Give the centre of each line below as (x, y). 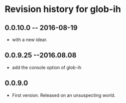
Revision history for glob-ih (63, 9)
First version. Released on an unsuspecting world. (64, 95)
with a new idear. (30, 39)
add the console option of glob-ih (46, 67)
